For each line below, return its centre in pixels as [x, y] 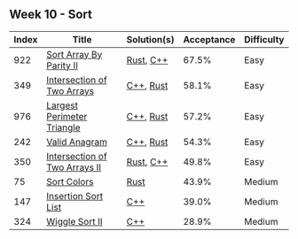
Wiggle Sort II [75, 221]
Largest [62, 105]
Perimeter [67, 116]
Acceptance [209, 39]
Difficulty [264, 39]
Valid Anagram [77, 142]
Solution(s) [150, 39]
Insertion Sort [75, 196]
